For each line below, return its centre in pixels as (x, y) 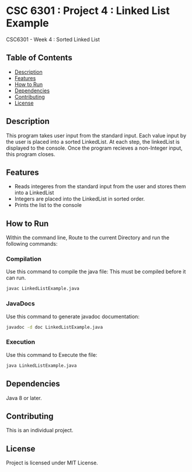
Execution (21, 342)
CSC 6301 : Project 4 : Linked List (88, 11)
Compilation (24, 259)
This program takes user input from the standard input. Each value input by (96, 135)
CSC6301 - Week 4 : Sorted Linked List (53, 39)
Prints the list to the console (48, 205)
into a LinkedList (34, 193)
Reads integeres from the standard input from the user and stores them (100, 187)
